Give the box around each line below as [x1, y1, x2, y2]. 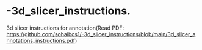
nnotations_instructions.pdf [6, 37, 75, 44]
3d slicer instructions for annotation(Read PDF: [6, 24, 124, 31]
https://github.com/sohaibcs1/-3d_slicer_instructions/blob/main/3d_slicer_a [6, 30, 196, 37]
